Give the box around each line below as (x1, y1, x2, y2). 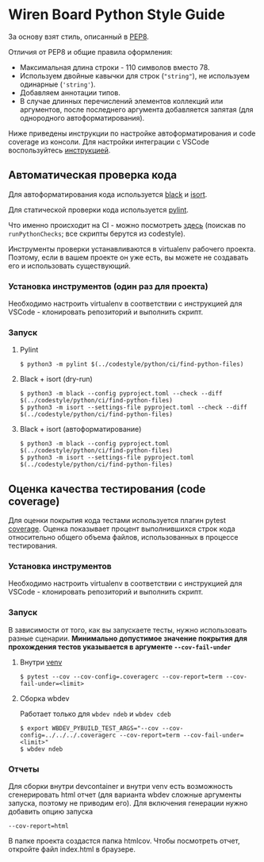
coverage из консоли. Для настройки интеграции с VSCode (8, 137, 210, 146)
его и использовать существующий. (8, 260, 131, 271)
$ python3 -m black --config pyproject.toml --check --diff (19, 390, 223, 398)
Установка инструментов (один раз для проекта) (8, 280, 209, 291)
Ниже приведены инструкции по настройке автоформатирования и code (8, 129, 256, 138)
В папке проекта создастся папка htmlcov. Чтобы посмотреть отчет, (8, 836, 240, 846)
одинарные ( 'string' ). (19, 79, 96, 89)
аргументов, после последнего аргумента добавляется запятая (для (19, 105, 254, 114)
